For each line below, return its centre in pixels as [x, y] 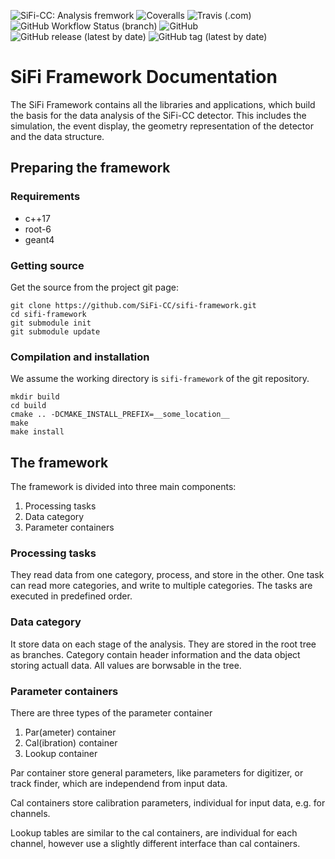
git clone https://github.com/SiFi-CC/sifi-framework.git [133, 305]
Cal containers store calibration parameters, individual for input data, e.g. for [168, 802]
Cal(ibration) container [71, 742]
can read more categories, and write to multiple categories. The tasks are [161, 586]
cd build [28, 406]
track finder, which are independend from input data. [119, 783]
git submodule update [55, 331]
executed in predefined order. [71, 596]
